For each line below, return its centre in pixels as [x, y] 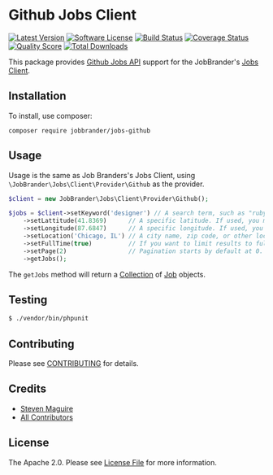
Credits [28, 389]
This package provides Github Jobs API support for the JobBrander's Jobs [133, 62]
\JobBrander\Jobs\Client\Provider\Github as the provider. [106, 184]
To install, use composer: [50, 115]
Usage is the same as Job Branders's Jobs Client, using [102, 175]
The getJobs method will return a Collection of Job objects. [107, 274]
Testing [28, 300]
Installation [37, 96]
